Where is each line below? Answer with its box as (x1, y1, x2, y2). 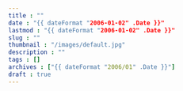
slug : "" (8, 33, 41, 42)
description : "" (8, 48, 66, 56)
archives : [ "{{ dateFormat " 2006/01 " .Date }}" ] (8, 63, 176, 71)
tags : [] (8, 56, 41, 64)
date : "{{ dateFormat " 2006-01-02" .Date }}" (8, 19, 165, 27)
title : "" (8, 11, 44, 20)
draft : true (8, 70, 51, 78)
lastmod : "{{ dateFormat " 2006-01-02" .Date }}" (8, 26, 176, 34)
